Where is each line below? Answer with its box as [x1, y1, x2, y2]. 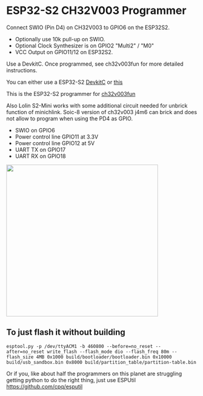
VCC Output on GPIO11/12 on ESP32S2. [15, 48, 113, 55]
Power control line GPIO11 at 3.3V [15, 133, 99, 140]
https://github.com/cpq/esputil [6, 383, 83, 390]
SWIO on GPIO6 [15, 126, 56, 134]
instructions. [6, 66, 38, 73]
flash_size [6, 353, 34, 360]
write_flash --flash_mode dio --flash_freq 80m [47, 349, 170, 355]
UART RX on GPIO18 [15, 152, 66, 160]
